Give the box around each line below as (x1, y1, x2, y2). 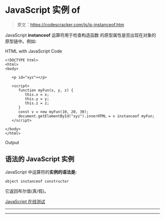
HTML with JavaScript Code (5, 48, 62, 54)
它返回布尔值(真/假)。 (5, 188, 49, 194)
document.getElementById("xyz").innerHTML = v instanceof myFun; (18, 114, 155, 119)
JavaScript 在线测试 (5, 198, 46, 204)
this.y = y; (25, 96, 50, 101)
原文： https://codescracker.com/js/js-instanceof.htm (17, 22, 124, 28)
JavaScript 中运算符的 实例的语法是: (5, 169, 77, 175)
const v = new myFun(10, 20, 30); (18, 109, 89, 114)
